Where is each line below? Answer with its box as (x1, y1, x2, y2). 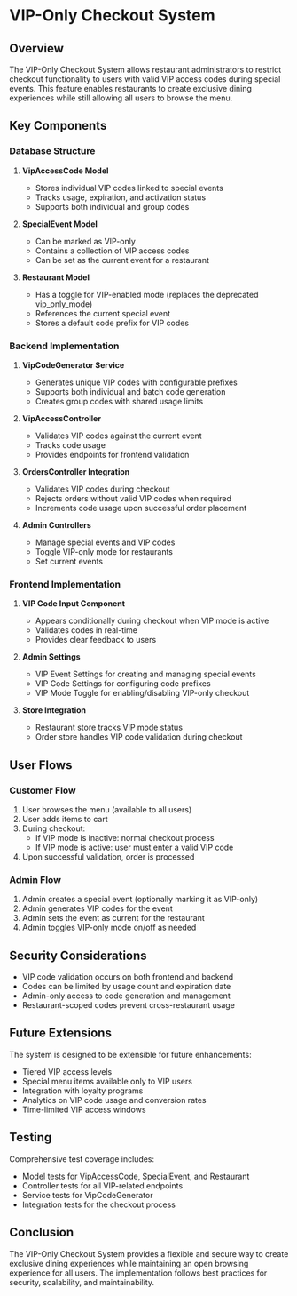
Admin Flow (9, 873, 62, 885)
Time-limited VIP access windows (21, 1104, 146, 1115)
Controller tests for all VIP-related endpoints (21, 1180, 184, 1191)
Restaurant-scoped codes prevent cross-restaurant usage (21, 1000, 235, 1011)
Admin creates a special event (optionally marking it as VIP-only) (21, 894, 259, 905)
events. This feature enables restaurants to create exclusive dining (9, 84, 253, 93)
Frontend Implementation (9, 578, 121, 590)
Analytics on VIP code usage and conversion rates (21, 1094, 207, 1105)
